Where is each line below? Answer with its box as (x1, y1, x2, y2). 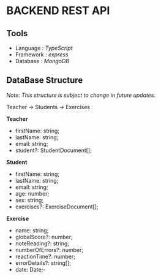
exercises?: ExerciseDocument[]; (15, 203, 99, 210)
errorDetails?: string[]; (15, 259, 72, 267)
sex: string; (15, 196, 44, 204)
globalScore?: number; (15, 233, 73, 240)
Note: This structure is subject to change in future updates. (6, 91, 156, 99)
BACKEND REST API (6, 4, 110, 18)
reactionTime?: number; (15, 253, 75, 260)
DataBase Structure (6, 75, 83, 86)
